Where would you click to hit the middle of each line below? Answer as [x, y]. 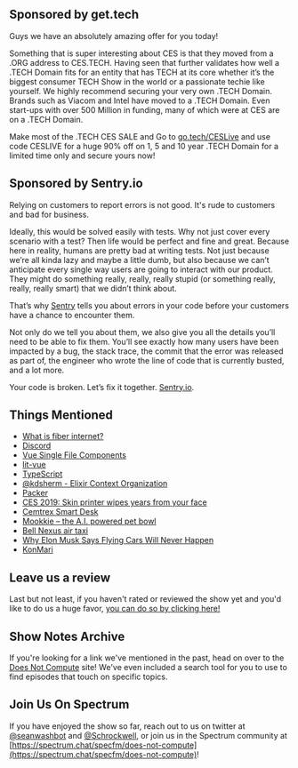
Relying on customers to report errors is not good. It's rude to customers [142, 204]
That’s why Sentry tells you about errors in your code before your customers [149, 305]
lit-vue [34, 465]
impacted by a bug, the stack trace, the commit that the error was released [146, 351]
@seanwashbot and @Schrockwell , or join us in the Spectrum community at [148, 735]
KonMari [37, 549]
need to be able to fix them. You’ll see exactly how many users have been [144, 341]
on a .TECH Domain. [46, 119]
